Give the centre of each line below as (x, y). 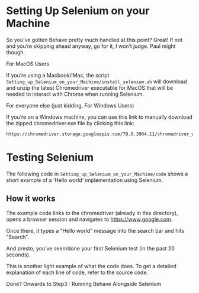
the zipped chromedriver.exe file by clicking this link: (70, 123)
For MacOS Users (28, 64)
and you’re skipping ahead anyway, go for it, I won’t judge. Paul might (91, 46)
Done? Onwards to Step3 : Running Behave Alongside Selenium (84, 284)
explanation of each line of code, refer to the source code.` (78, 272)
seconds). (18, 255)
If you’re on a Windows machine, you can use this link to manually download (99, 117)
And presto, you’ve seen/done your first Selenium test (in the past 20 (90, 248)
